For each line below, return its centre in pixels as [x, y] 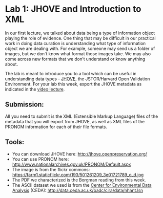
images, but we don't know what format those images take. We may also [78, 54]
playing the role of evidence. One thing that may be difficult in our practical [81, 38]
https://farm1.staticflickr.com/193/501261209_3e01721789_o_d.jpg [78, 175]
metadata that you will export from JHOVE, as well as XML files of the [75, 121]
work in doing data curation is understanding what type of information [75, 43]
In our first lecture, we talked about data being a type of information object [80, 33]
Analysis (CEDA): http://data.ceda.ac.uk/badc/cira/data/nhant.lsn [77, 190]
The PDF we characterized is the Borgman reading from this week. [79, 180]
